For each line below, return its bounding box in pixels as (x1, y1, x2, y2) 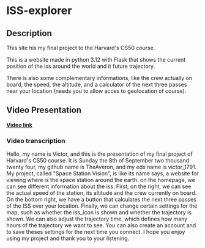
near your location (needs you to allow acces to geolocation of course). (6, 87, 187, 95)
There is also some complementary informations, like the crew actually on (6, 75, 193, 81)
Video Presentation (6, 105, 81, 115)
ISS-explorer (6, 4, 72, 18)
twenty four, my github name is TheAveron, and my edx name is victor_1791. (6, 163, 197, 171)
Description (6, 28, 52, 38)
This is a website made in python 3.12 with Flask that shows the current (6, 56, 186, 63)
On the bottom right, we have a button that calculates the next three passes (6, 196, 197, 203)
